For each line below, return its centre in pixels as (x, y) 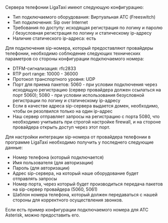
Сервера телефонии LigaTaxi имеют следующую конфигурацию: (75, 7)
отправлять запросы (35, 179)
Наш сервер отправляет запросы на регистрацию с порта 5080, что (86, 117)
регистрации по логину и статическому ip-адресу (66, 100)
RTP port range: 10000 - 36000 (45, 74)
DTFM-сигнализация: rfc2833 (44, 68)
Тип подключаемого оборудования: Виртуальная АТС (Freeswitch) (84, 17)
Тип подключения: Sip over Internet (50, 22)
